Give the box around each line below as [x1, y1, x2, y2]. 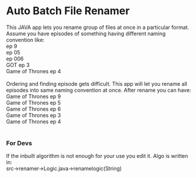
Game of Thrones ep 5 [6, 99, 61, 106]
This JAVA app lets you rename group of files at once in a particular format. [6, 24, 190, 31]
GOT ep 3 [6, 61, 30, 69]
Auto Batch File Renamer [6, 4, 130, 18]
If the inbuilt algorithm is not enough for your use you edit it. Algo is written [6, 153, 188, 160]
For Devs [6, 139, 32, 147]
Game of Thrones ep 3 [6, 111, 61, 119]
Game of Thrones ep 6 [6, 105, 61, 112]
